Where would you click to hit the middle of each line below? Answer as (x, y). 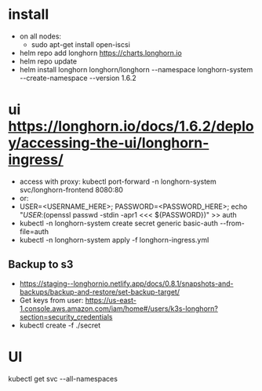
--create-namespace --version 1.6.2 (78, 78)
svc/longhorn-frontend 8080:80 (71, 189)
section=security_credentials (66, 316)
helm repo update (48, 61)
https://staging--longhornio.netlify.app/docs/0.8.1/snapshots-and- (126, 283)
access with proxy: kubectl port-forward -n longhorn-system (118, 181)
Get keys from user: (51, 300)
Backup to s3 (41, 265)
